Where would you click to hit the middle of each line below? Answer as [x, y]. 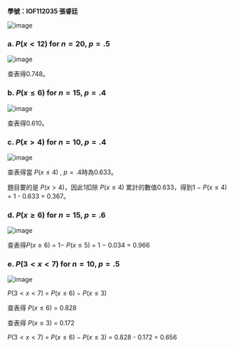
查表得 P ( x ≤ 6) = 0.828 [42, 308]
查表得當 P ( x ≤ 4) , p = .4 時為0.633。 [62, 172]
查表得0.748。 [28, 74]
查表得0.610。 [28, 123]
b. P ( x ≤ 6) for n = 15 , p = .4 [57, 93]
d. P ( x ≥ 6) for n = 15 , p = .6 [57, 215]
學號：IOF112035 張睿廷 [43, 11]
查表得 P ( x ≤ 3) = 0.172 [41, 323]
